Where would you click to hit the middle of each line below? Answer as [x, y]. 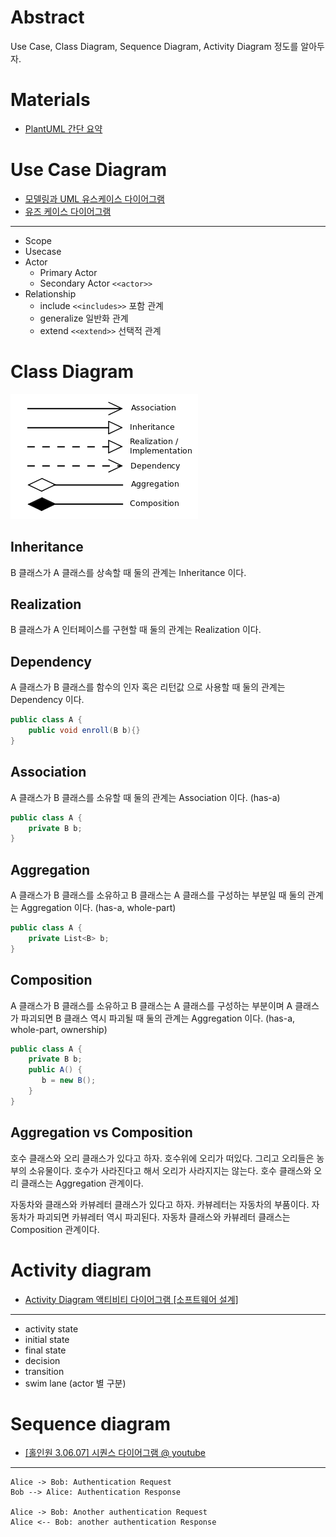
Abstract [47, 17]
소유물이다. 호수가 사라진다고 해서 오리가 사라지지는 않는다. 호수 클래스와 [170, 1170]
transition [44, 1371]
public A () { [55, 1070]
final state [45, 1350]
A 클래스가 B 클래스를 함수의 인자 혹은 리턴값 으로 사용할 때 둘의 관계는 [148, 687]
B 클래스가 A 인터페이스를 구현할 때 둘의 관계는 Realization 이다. [136, 630]
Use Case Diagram [89, 170]
